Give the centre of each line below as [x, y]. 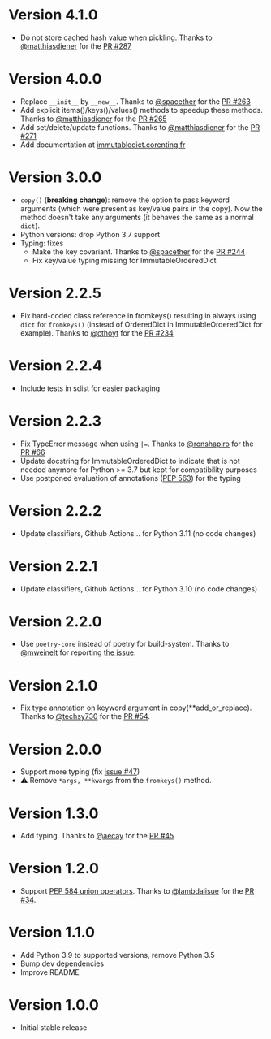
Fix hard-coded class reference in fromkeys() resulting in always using [138, 315]
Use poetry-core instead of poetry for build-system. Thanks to [125, 644]
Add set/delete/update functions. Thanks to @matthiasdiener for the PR [140, 127]
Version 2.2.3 [55, 421]
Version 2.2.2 [55, 511]
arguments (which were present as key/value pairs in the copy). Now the [141, 208]
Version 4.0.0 [55, 79]
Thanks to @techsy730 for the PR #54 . [85, 716]
